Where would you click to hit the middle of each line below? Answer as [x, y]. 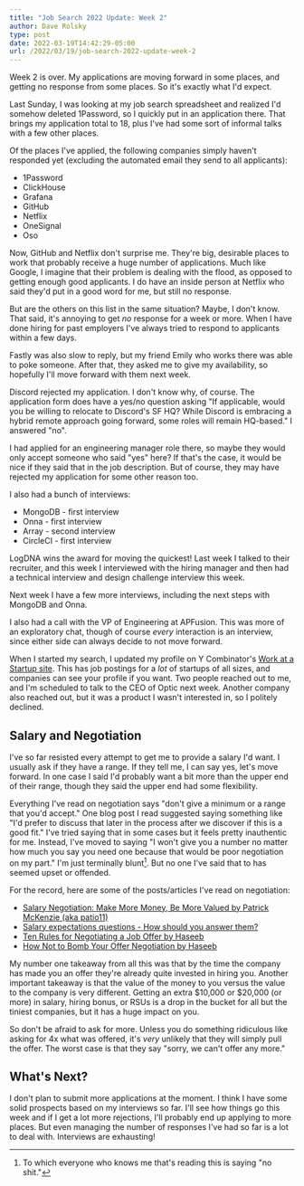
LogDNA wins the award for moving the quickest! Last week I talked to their [150, 558]
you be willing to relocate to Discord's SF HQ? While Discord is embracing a [151, 412]
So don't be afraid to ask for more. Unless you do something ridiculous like [148, 1029]
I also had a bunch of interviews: [70, 495]
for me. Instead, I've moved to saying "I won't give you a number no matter [148, 841]
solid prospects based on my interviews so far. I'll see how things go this [145, 1108]
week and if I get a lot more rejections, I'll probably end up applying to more [150, 1117]
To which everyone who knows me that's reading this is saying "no [147, 1162]
